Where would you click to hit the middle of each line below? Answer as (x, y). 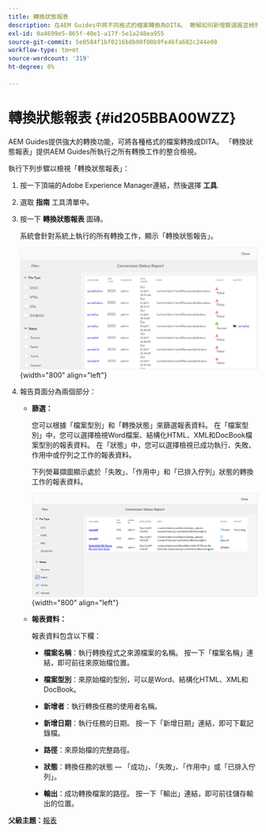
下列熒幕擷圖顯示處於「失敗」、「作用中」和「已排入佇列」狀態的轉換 (142, 472)
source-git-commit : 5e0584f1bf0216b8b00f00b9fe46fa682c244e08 (113, 42)
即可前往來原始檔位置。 (96, 663)
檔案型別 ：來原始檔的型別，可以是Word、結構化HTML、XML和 (146, 680)
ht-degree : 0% (32, 67)
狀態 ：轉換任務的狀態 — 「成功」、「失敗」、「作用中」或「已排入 (146, 767)
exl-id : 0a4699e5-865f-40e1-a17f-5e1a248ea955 (86, 33)
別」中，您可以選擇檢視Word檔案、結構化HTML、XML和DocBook (138, 435)
